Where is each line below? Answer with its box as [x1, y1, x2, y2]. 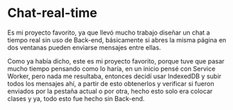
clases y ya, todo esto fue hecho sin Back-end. [7, 94, 145, 103]
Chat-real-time [7, 5, 97, 21]
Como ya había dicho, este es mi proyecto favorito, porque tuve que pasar [7, 56, 225, 65]
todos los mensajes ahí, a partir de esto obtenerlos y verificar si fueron [7, 79, 215, 87]
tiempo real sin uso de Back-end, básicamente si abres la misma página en [7, 35, 227, 44]
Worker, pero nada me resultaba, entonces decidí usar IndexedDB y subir [7, 72, 222, 80]
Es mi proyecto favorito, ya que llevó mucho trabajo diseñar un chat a [7, 28, 210, 37]
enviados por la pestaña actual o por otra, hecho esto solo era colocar [7, 87, 213, 95]
